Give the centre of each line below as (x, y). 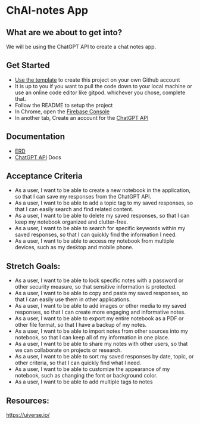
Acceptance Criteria (44, 176)
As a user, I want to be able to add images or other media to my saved (100, 306)
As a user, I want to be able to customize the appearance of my (92, 369)
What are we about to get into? (64, 33)
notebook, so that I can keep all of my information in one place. (92, 338)
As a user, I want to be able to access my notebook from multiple (94, 241)
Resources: (28, 400)
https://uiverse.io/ (28, 415)
